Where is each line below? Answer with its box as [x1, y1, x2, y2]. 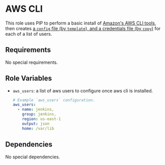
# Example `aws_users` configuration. [12, 98, 95, 103]
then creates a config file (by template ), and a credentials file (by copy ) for [5, 25, 161, 31]
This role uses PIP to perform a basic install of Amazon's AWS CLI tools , [5, 20, 156, 26]
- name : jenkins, [17, 107, 54, 112]
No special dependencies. [5, 154, 60, 160]
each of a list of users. [5, 31, 52, 37]
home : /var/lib [22, 126, 54, 131]
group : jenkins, [22, 112, 57, 117]
